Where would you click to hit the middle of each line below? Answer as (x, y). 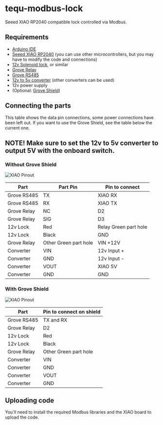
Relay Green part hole (122, 227)
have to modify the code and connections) (54, 59)
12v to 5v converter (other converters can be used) (63, 80)
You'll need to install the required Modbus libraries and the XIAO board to (78, 412)
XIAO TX (108, 203)
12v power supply (30, 85)
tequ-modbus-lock (44, 9)
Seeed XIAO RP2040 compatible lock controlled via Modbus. (66, 22)
